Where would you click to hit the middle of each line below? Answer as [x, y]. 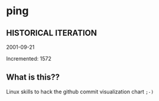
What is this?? [33, 78]
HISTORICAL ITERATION [52, 33]
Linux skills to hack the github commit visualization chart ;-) [80, 91]
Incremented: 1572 [29, 59]
